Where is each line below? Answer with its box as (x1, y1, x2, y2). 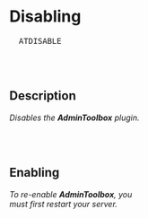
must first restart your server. (9, 198, 118, 209)
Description (9, 88, 76, 104)
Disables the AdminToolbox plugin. (9, 112, 140, 123)
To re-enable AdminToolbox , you (9, 188, 133, 199)
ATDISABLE (18, 36, 62, 46)
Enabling (9, 165, 60, 180)
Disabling (9, 6, 82, 27)
